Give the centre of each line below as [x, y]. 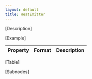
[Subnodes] [17, 72]
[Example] [16, 38]
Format [43, 50]
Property [18, 50]
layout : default [22, 10]
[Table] [12, 62]
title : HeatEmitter [25, 14]
